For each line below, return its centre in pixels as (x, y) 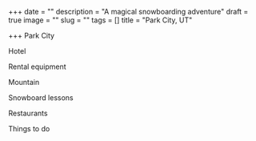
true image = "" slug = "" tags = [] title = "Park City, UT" (100, 20)
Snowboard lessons (41, 98)
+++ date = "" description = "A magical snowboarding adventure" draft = (128, 12)
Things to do (29, 129)
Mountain (24, 82)
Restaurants (28, 113)
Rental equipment (37, 66)
